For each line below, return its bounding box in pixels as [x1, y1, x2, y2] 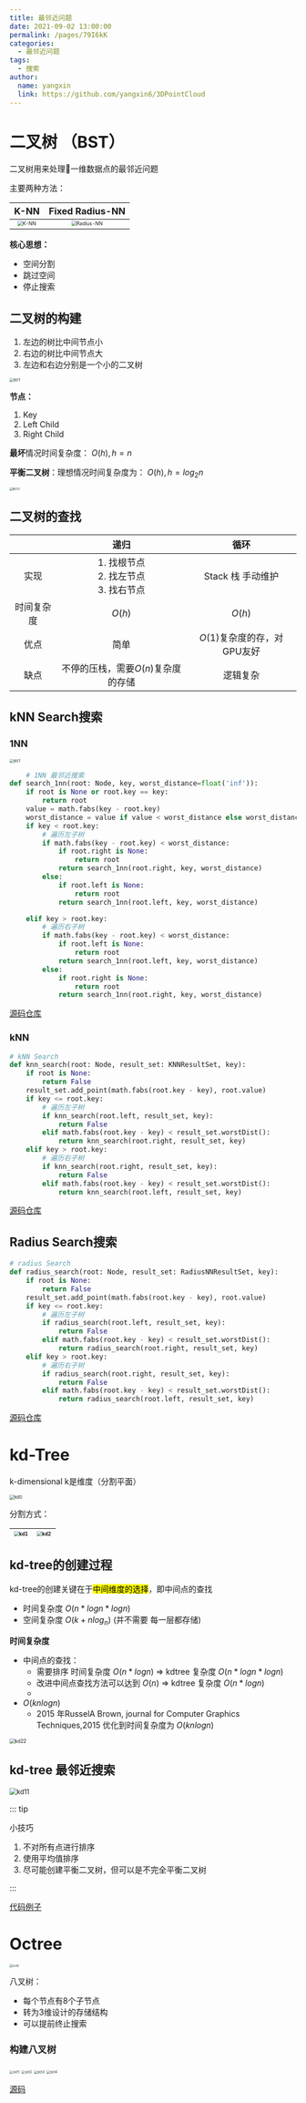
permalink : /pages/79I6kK [9, 30, 107, 39]
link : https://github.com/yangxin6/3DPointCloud [17, 89, 206, 98]
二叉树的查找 [9, 509, 82, 525]
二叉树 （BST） [9, 131, 125, 152]
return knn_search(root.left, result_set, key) [57, 1187, 243, 1196]
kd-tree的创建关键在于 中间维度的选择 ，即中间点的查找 [9, 1583, 213, 1595]
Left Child [22, 419, 59, 430]
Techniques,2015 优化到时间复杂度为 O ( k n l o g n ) [36, 1719, 214, 1730]
